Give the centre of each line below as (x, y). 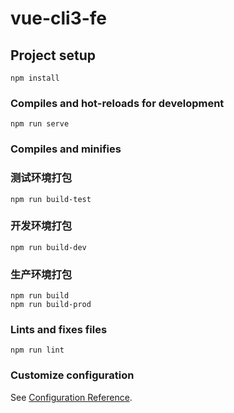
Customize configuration (72, 375)
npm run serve (40, 124)
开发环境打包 (41, 226)
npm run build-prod (51, 305)
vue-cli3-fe (59, 18)
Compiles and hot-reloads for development (117, 103)
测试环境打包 (41, 178)
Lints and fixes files (59, 330)
